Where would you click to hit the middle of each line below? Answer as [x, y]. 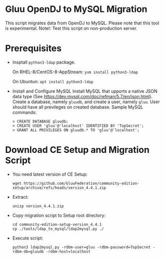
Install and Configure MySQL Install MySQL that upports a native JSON [85, 91]
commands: [24, 112]
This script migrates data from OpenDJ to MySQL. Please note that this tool [82, 23]
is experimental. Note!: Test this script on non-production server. [71, 28]
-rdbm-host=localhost [68, 252]
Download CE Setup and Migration [78, 150]
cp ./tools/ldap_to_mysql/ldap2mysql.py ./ [58, 229]
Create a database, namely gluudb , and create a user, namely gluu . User [86, 102]
